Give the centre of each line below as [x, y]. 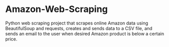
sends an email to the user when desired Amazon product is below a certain [85, 33]
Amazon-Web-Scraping [57, 9]
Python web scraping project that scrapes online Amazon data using [77, 23]
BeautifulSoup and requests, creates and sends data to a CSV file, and [79, 28]
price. [11, 39]
